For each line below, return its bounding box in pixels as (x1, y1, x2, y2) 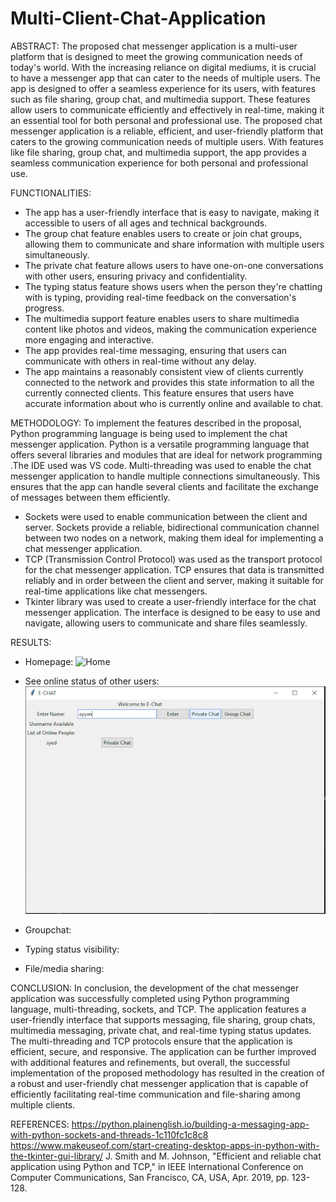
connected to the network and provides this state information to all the (24, 376, 315, 388)
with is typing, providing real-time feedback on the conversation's (24, 291, 297, 303)
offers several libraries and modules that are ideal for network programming (10, 448, 323, 461)
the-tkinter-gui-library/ (10, 1150, 103, 1162)
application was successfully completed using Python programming (10, 992, 290, 1004)
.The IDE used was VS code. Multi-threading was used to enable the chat (10, 459, 312, 471)
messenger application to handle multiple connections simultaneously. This (10, 470, 321, 482)
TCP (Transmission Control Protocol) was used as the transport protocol (24, 553, 323, 565)
